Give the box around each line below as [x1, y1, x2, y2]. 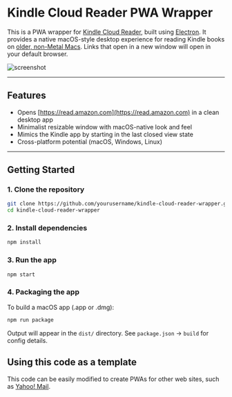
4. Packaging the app [7, 287, 79, 297]
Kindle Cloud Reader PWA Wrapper [7, 5, 213, 21]
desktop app [17, 116, 53, 124]
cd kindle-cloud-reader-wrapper [7, 207, 100, 214]
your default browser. [7, 50, 68, 58]
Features [7, 90, 46, 102]
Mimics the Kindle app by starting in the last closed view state [17, 130, 193, 138]
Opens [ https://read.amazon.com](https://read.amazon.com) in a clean [17, 108, 220, 116]
